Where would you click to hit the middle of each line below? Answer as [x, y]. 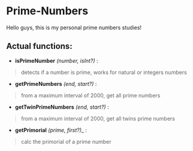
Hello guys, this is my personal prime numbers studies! [74, 27]
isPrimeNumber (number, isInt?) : [56, 60]
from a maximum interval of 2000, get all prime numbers [91, 95]
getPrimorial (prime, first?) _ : [51, 130]
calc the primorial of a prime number [66, 141]
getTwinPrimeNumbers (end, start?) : [62, 107]
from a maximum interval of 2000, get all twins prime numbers [98, 118]
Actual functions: [40, 46]
